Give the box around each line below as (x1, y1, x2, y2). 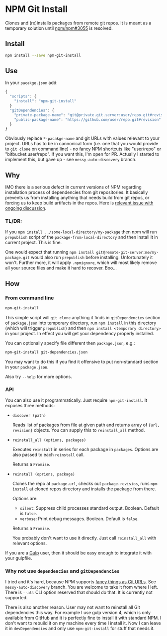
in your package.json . (5, 364, 49, 370)
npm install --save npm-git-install (5, 53, 81, 58)
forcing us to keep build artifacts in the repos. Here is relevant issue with (5, 200, 154, 206)
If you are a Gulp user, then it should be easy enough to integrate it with (5, 550, 152, 556)
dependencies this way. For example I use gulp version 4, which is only (5, 610, 151, 616)
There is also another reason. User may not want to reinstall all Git (5, 604, 140, 610)
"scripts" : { (9, 94, 37, 99)
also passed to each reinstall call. (12, 452, 85, 458)
